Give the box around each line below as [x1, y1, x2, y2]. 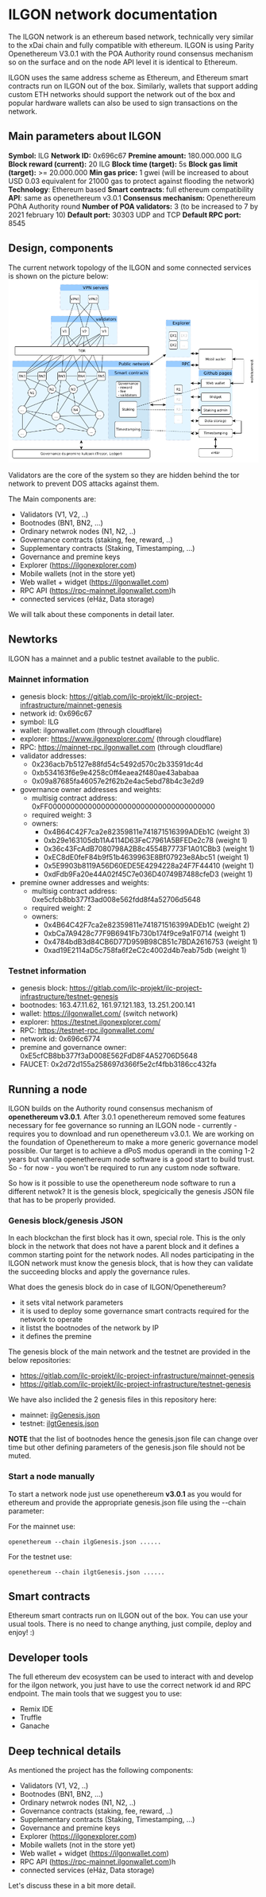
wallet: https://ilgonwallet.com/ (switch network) [19, 1009, 179, 1018]
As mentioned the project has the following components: [8, 1766, 194, 1775]
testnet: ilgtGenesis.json [19, 1419, 99, 1428]
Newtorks [8, 633, 58, 646]
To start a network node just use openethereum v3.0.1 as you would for [8, 1489, 242, 1498]
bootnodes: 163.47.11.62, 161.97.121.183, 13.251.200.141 [19, 1001, 195, 1010]
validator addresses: [19, 751, 87, 760]
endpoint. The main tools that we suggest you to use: [8, 1689, 183, 1699]
